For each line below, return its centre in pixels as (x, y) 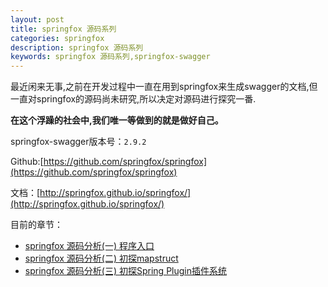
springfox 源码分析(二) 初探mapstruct (101, 258)
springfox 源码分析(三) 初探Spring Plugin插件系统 (126, 271)
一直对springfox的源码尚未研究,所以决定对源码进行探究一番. (133, 99)
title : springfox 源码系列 (63, 29)
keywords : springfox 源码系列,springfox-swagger (110, 57)
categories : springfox (57, 38)
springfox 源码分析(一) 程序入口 (89, 246)
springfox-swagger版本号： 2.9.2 (78, 142)
